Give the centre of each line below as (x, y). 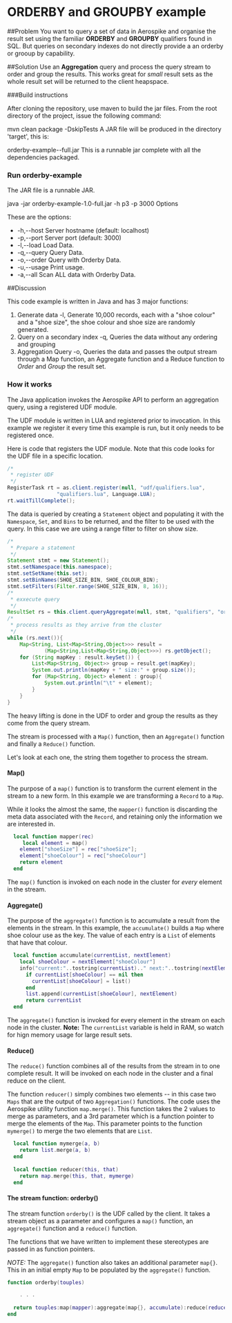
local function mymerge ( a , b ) (57, 1144)
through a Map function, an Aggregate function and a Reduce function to (121, 359)
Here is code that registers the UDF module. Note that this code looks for (111, 448)
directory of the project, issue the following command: (84, 116)
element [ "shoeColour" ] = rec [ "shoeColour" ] (83, 856)
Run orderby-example (45, 175)
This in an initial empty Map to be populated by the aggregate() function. (109, 1270)
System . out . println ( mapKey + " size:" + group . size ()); (114, 670)
